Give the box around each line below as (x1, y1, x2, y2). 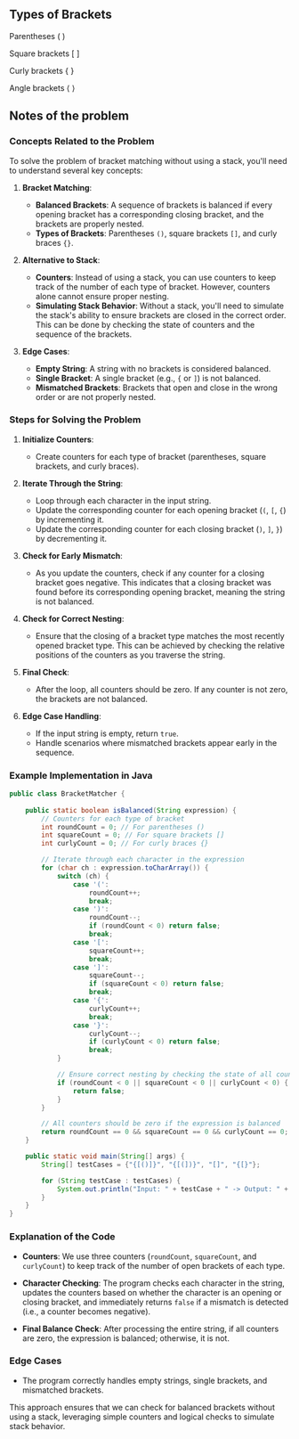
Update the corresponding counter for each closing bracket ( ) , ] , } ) (35, 523, 283, 534)
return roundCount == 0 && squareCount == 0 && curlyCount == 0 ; (41, 1127, 289, 1137)
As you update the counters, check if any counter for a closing (35, 568, 265, 578)
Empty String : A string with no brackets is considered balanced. (35, 363, 271, 373)
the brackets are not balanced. (35, 693, 149, 704)
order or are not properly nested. (35, 391, 157, 402)
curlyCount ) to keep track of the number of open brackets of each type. (21, 1260, 286, 1271)
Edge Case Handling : (21, 710, 101, 721)
